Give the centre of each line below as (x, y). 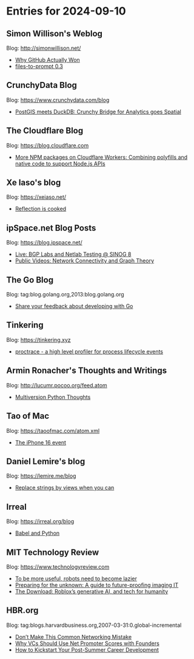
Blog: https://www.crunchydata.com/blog (58, 100)
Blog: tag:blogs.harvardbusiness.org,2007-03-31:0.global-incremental (94, 625)
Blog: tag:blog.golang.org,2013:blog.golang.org (65, 295)
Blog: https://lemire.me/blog (41, 476)
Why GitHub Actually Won (47, 60)
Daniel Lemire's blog (46, 461)
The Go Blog (30, 280)
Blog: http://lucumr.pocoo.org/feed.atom (57, 385)
